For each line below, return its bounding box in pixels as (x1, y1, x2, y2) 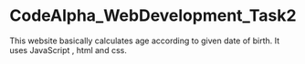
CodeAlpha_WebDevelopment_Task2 (9, 5, 297, 26)
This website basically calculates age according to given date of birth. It (9, 35, 280, 46)
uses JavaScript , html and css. (9, 44, 128, 55)
